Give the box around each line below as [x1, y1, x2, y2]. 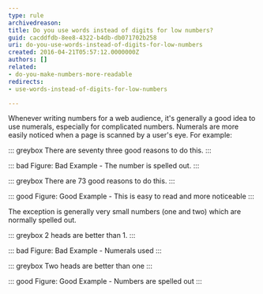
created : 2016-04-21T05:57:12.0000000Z [8, 48, 140, 56]
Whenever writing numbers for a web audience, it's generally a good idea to [8, 114, 256, 123]
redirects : [8, 77, 44, 85]
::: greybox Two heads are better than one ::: [8, 262, 152, 271]
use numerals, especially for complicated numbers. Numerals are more [8, 122, 239, 131]
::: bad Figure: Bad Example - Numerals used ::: [8, 246, 162, 255]
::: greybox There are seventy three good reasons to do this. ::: [8, 145, 212, 155]
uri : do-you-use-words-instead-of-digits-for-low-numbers [8, 41, 203, 49]
